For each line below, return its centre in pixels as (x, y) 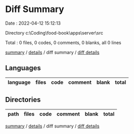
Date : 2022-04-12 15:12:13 (33, 23)
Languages (23, 68)
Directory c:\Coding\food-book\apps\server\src (54, 33)
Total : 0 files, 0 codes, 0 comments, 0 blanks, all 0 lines (63, 42)
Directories (23, 100)
